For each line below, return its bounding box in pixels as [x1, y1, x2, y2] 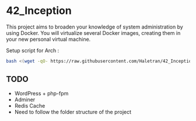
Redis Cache [14, 102, 45, 109]
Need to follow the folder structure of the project [14, 108, 132, 115]
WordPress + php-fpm [14, 90, 69, 97]
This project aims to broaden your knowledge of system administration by [6, 23, 184, 30]
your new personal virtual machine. [6, 35, 91, 42]
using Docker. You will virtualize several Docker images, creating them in [6, 29, 181, 36]
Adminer [14, 96, 36, 103]
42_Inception [6, 4, 72, 17]
